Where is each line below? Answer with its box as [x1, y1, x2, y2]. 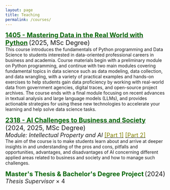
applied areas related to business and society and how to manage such [5, 155, 155, 161]
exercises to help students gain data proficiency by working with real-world [5, 79, 164, 85]
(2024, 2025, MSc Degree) [5, 124, 86, 132]
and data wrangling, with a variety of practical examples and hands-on [5, 74, 154, 80]
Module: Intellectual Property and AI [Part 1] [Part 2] [5, 132, 146, 139]
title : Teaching [5, 12, 40, 17]
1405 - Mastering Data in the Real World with [5, 31, 144, 39]
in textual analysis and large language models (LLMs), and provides [5, 95, 147, 101]
